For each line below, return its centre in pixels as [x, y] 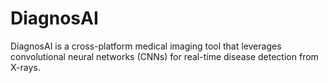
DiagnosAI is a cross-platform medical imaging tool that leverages [146, 46]
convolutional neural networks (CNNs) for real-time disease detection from [164, 56]
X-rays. [25, 67]
